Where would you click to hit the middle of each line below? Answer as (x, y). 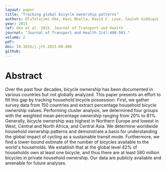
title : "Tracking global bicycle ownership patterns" (62, 14)
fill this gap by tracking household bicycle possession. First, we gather (77, 100)
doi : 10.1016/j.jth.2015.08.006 (39, 47)
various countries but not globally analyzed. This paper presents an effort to (83, 95)
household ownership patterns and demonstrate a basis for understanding (81, 131)
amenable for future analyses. (36, 163)
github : (13, 51)
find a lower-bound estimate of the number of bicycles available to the (77, 142)
